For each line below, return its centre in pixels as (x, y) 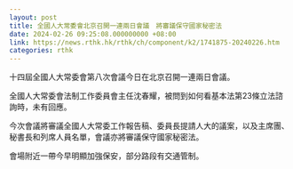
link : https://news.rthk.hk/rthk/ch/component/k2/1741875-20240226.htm (144, 42)
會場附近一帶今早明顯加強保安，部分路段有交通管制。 (107, 156)
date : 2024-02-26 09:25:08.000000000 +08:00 (93, 34)
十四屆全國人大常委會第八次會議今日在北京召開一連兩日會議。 (122, 77)
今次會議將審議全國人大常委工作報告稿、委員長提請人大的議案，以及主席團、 (149, 126)
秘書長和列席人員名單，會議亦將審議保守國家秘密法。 (107, 137)
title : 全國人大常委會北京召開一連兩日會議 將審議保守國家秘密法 (116, 26)
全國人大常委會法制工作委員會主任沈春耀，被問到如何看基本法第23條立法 (143, 96)
